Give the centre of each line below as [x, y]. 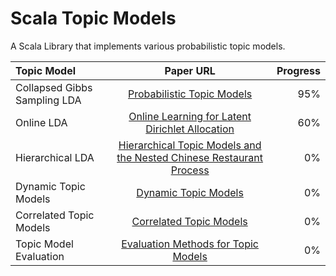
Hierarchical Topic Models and [190, 145]
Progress [298, 70]
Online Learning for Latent [190, 116]
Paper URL [190, 70]
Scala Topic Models [93, 18]
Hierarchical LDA [55, 157]
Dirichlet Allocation [190, 129]
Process [190, 170]
